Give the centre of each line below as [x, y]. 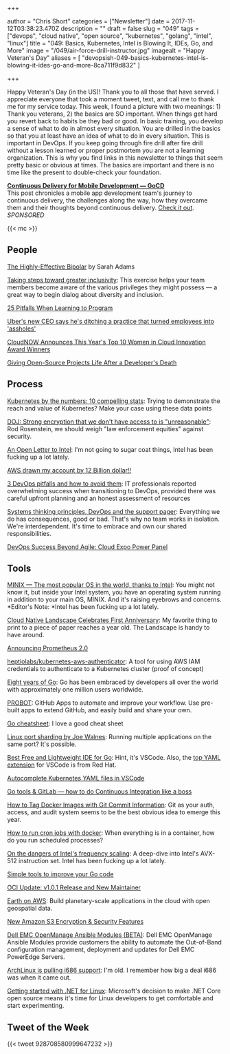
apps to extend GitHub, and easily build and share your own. [106, 710]
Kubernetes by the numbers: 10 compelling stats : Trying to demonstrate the [114, 401]
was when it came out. [39, 978]
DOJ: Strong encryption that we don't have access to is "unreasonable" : [109, 422]
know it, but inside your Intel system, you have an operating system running [114, 592]
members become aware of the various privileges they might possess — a [112, 287]
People [22, 250]
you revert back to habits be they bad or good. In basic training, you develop [115, 121]
